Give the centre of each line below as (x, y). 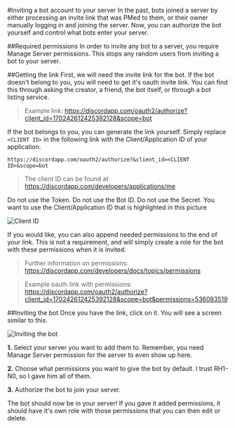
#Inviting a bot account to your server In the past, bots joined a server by (113, 10)
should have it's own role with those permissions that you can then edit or (114, 411)
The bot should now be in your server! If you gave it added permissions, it (114, 403)
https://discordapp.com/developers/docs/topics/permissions (113, 271)
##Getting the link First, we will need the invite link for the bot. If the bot (111, 74)
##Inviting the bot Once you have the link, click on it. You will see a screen (115, 313)
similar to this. (27, 320)
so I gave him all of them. (55, 376)
